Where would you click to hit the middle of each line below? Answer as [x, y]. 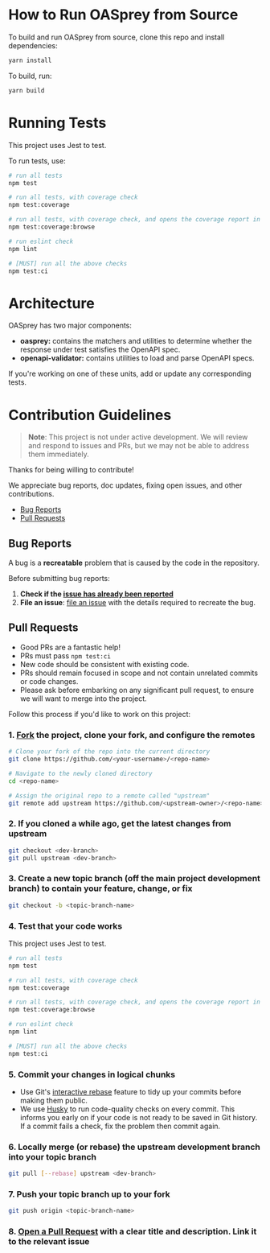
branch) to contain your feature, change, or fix [100, 888]
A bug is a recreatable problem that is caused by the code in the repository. [134, 563]
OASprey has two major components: [70, 326]
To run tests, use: [37, 161]
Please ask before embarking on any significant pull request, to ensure [137, 690]
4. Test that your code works [65, 925]
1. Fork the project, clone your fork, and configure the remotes [132, 735]
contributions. [31, 494]
